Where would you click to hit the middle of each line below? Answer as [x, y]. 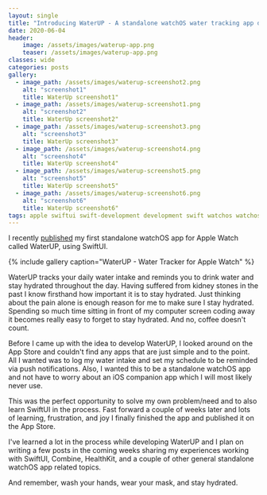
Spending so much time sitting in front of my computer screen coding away [132, 311]
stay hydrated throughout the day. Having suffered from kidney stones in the [133, 286]
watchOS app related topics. [55, 467]
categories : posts [39, 68]
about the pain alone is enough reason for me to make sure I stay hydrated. [131, 302]
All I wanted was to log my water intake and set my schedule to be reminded [133, 361]
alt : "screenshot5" [55, 179]
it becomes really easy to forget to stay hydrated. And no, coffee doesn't [127, 320]
